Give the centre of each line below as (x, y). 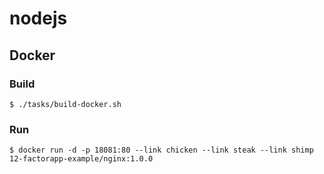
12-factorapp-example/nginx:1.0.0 (81, 159)
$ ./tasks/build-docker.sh (65, 104)
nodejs (38, 18)
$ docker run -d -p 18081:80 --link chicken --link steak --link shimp (161, 150)
